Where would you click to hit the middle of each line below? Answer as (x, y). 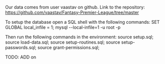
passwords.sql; (21, 47)
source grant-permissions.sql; (68, 47)
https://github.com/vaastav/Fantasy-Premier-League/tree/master (72, 12)
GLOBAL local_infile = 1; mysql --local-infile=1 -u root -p (63, 27)
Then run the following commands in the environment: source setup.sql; (79, 37)
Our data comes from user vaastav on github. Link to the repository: (75, 7)
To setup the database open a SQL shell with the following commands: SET (82, 22)
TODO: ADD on (21, 57)
